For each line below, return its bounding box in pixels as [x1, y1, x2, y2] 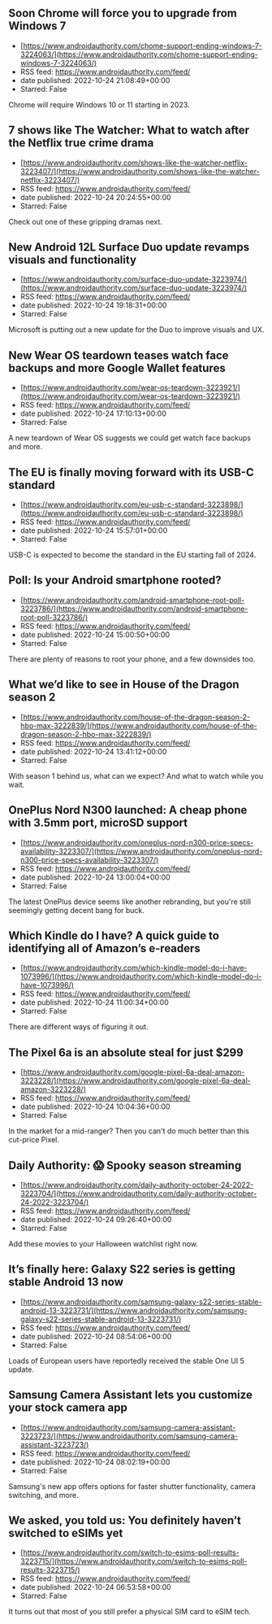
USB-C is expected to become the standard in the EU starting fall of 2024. [8, 550, 257, 560]
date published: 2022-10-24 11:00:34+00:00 [19, 998, 169, 1007]
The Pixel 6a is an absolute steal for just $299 [8, 1046, 244, 1059]
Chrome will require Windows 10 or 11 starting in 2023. [8, 99, 190, 109]
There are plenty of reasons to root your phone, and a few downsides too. [8, 654, 256, 664]
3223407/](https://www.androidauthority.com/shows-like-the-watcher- [19, 166, 260, 176]
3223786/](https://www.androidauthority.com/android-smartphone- [19, 604, 248, 613]
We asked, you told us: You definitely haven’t [8, 1513, 242, 1527]
